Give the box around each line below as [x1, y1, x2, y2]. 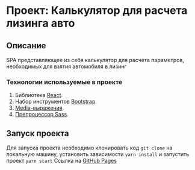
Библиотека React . [14, 92, 63, 99]
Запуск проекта [6, 128, 69, 139]
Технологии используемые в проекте [6, 78, 123, 86]
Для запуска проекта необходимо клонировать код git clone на [6, 144, 173, 151]
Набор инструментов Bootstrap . [14, 98, 97, 105]
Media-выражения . [14, 104, 64, 112]
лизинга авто [6, 16, 75, 30]
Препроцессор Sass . [14, 111, 69, 118]
